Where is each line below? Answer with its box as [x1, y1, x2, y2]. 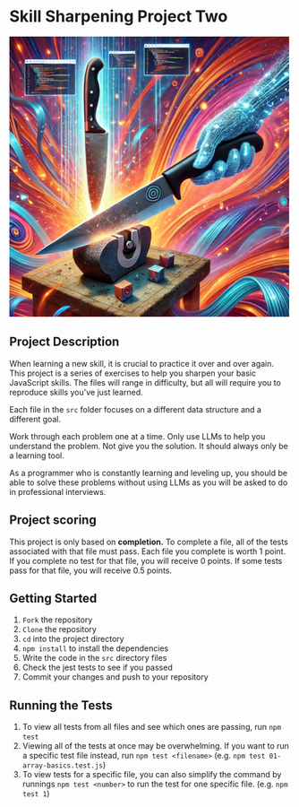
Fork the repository [21, 614, 93, 625]
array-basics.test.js [21, 761, 103, 770]
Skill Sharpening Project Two [9, 6, 228, 27]
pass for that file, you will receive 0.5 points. [9, 565, 173, 576]
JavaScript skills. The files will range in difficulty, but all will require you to [9, 377, 282, 387]
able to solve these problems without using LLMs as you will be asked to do [9, 477, 288, 488]
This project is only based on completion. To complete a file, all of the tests [9, 536, 288, 547]
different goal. [9, 413, 61, 424]
